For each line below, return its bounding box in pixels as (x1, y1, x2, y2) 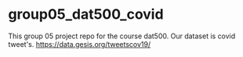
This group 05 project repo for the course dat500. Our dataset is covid (8, 31, 236, 41)
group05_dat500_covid (8, 5, 164, 23)
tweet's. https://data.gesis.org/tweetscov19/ (8, 39, 151, 48)
